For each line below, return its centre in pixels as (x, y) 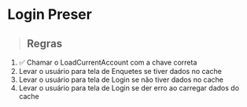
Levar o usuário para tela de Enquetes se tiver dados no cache (120, 71)
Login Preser (50, 15)
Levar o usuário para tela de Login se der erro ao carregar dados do (129, 88)
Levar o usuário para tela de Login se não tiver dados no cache (121, 79)
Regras (44, 44)
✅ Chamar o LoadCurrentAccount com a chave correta (108, 62)
